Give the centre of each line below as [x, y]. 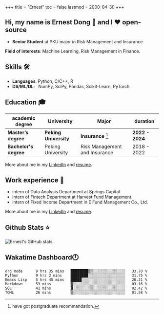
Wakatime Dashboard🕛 [42, 258]
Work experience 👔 [35, 180]
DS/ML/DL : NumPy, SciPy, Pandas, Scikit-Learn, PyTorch [71, 86]
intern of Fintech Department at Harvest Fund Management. [72, 197]
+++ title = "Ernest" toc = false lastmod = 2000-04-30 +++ [65, 7]
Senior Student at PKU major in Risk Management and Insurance [77, 41]
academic [24, 118]
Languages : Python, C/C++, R [42, 81]
